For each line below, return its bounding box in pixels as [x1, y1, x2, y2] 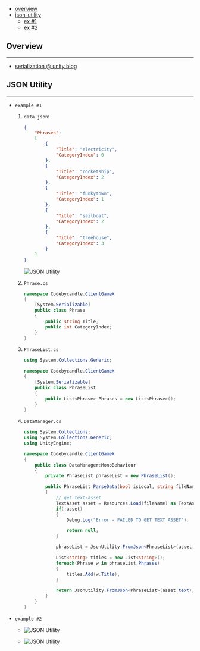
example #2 [14, 616, 42, 622]
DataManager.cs [23, 419, 61, 425]
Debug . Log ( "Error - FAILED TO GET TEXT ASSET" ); [66, 517, 189, 523]
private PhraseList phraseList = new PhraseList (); [45, 473, 176, 479]
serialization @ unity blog [14, 62, 77, 70]
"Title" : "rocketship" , [55, 168, 115, 174]
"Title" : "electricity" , [55, 146, 118, 152]
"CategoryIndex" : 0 [55, 152, 104, 158]
